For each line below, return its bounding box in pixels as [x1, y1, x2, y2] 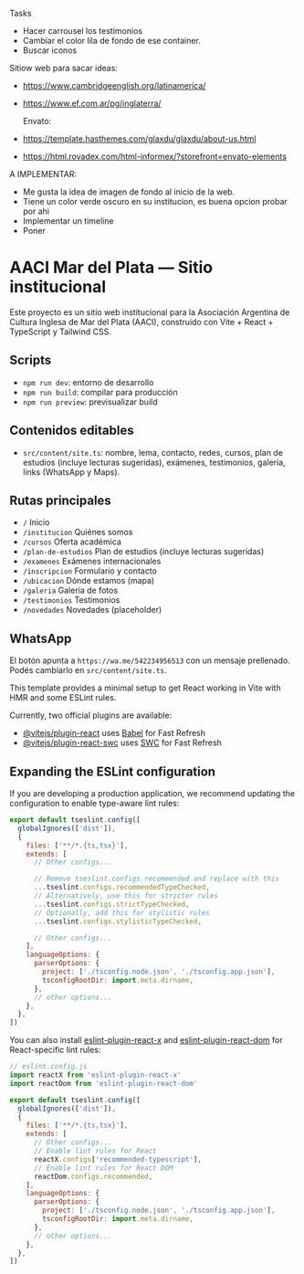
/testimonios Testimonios [22, 595, 121, 605]
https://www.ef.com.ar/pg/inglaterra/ [22, 98, 162, 109]
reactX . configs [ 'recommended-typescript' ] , [33, 1154, 203, 1163]
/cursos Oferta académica [22, 536, 121, 547]
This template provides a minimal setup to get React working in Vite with [9, 682, 281, 693]
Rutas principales [9, 492, 111, 508]
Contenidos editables [9, 423, 134, 438]
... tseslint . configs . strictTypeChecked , [33, 900, 190, 909]
